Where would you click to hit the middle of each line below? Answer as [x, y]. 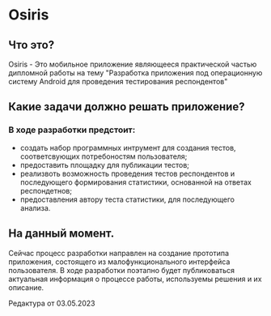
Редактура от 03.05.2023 [52, 303]
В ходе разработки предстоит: [72, 130]
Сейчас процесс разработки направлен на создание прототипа [119, 253]
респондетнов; [46, 190]
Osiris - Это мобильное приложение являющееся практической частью [133, 64]
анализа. [35, 207]
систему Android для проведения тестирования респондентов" [118, 81]
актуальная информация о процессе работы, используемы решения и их [135, 279]
